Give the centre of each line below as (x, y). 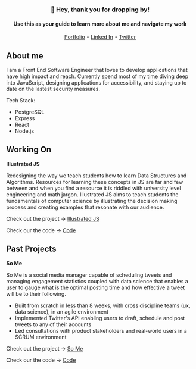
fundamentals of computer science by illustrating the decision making (92, 201)
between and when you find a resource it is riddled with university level (94, 188)
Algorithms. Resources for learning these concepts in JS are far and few (95, 182)
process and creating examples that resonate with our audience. (85, 207)
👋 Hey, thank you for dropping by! (100, 10)
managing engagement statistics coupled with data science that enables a (97, 281)
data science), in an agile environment (62, 311)
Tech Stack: (21, 100)
